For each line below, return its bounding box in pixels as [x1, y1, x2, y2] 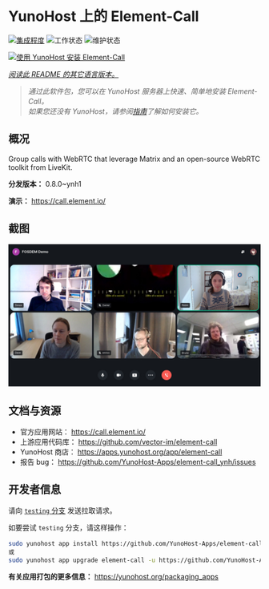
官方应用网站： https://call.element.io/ [19, 426, 146, 437]
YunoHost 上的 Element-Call [8, 7, 199, 26]
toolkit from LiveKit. [8, 162, 73, 172]
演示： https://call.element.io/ [8, 196, 106, 205]
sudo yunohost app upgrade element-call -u [8, 556, 156, 565]
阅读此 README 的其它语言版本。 [8, 69, 119, 79]
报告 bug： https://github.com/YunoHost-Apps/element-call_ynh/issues [19, 457, 256, 466]
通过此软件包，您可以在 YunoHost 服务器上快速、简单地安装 [27, 86, 227, 96]
